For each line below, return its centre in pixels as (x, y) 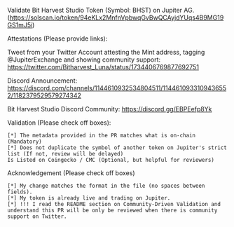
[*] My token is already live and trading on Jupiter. (89, 198)
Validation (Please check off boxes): (59, 123)
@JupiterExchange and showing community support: (84, 60)
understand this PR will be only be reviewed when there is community (112, 210)
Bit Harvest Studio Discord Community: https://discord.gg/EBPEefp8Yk (110, 109)
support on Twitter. (37, 216)
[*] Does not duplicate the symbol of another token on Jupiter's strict (117, 148)
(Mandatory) (25, 142)
